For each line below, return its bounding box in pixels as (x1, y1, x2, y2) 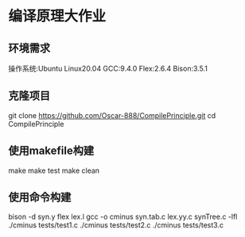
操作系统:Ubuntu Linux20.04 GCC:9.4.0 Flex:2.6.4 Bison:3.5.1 (8, 64, 208, 73)
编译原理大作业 (8, 7, 107, 25)
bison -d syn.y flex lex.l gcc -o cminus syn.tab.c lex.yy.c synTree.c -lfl (8, 212, 238, 222)
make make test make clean (8, 166, 100, 175)
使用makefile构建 (8, 144, 94, 158)
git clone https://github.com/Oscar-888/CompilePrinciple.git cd (8, 110, 216, 120)
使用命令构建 (8, 191, 72, 205)
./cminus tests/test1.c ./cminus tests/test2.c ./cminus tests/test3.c (8, 220, 224, 230)
